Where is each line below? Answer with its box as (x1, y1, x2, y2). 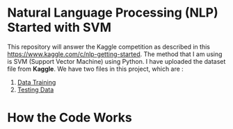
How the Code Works (7, 110, 132, 126)
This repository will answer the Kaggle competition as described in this (7, 42, 211, 51)
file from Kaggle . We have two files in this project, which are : (7, 64, 184, 73)
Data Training (17, 78, 56, 86)
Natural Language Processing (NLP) (7, 5, 218, 21)
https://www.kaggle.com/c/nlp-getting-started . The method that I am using (7, 50, 223, 58)
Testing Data (17, 85, 54, 94)
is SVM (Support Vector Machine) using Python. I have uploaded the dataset (7, 57, 226, 65)
